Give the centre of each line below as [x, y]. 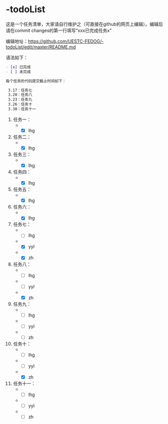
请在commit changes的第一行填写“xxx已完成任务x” [59, 30]
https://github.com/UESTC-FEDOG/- [66, 41]
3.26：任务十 [20, 104]
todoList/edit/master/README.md [41, 47]
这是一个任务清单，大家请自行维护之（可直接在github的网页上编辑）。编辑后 [85, 24]
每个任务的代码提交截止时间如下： [36, 81]
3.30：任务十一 [22, 109]
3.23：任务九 [20, 100]
